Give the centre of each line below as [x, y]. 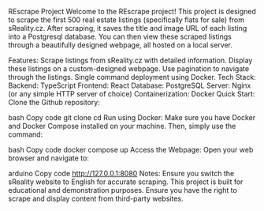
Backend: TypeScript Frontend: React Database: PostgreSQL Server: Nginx [130, 85]
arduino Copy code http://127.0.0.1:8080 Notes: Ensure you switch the [121, 173]
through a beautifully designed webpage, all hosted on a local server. [121, 45]
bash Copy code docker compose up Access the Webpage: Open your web [131, 150]
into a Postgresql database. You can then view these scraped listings [120, 36]
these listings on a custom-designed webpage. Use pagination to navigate [129, 69]
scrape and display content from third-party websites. [96, 198]
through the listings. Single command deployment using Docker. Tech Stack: [132, 77]
